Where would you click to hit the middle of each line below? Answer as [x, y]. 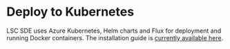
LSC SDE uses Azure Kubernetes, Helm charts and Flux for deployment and [114, 31]
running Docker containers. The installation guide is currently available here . [115, 37]
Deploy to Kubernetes [70, 12]
